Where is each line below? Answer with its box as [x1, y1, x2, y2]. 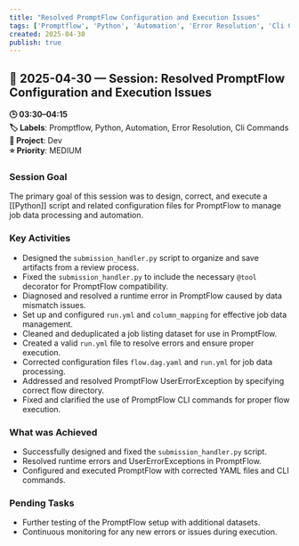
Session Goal [9, 170, 68, 183]
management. [21, 318, 74, 330]
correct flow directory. [21, 385, 105, 395]
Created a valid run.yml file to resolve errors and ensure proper [21, 338, 255, 348]
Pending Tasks [9, 496, 75, 509]
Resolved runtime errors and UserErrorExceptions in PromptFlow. [21, 455, 263, 466]
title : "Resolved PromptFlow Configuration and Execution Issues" [9, 12, 261, 22]
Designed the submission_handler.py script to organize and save [21, 252, 260, 263]
